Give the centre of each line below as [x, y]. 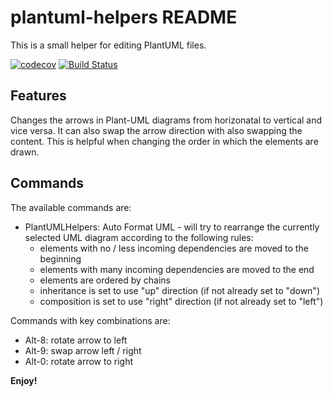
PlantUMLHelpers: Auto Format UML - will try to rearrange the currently [172, 227]
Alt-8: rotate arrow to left [76, 340]
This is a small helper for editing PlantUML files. [108, 45]
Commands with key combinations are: [90, 320]
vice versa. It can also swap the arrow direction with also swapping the [156, 130]
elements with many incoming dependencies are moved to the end [177, 269]
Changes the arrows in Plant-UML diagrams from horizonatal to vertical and [166, 120]
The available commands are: [71, 207]
